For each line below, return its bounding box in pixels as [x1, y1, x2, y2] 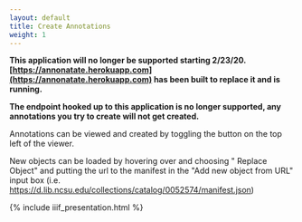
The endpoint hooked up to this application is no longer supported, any [9, 101, 282, 112]
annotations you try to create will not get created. [9, 111, 200, 122]
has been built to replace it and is [153, 74, 280, 85]
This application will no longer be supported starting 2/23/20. [9, 55, 247, 66]
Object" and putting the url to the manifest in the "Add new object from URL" [9, 165, 294, 177]
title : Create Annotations [9, 22, 111, 31]
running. [9, 83, 42, 95]
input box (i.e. [9, 175, 61, 186]
